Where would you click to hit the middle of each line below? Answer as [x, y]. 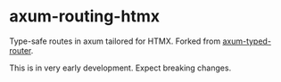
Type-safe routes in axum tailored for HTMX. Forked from [115, 41]
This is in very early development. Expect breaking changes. [120, 68]
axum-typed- [247, 41]
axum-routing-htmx [85, 16]
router [20, 50]
